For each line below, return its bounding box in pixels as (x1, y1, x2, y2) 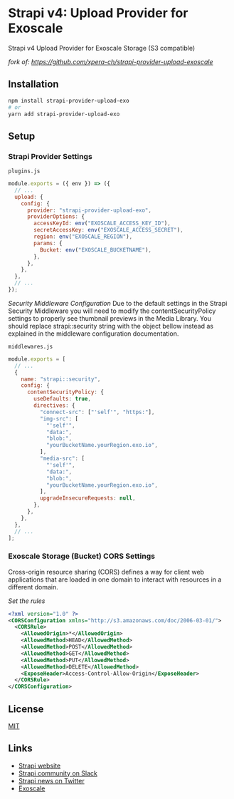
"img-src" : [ (39, 415, 79, 422)
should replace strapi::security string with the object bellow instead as (8, 321, 214, 330)
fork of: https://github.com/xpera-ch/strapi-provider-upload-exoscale (8, 57, 213, 66)
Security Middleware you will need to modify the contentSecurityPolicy (8, 306, 216, 315)
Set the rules (8, 597, 46, 605)
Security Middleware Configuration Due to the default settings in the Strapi (8, 299, 228, 307)
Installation (8, 78, 59, 91)
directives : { (33, 402, 75, 409)
